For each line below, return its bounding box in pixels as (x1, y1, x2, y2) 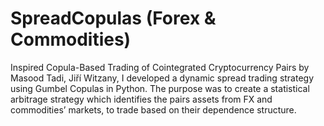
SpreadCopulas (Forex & (10, 7, 217, 30)
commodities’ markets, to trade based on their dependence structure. (10, 103, 297, 116)
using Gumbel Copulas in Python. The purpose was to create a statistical (10, 82, 310, 94)
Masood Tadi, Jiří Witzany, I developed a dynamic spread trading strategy (10, 72, 315, 84)
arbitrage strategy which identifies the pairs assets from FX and (10, 93, 273, 105)
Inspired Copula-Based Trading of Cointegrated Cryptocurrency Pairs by (10, 61, 310, 73)
